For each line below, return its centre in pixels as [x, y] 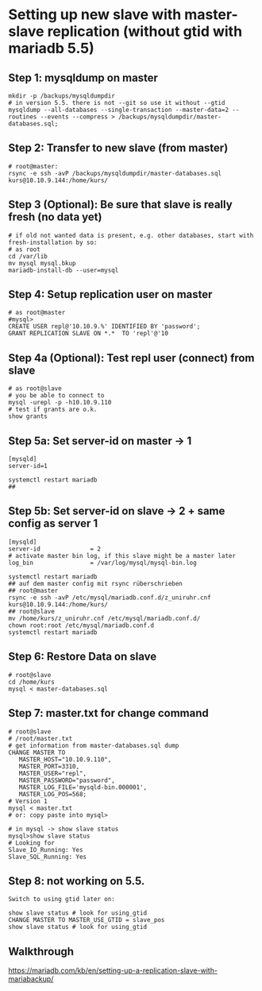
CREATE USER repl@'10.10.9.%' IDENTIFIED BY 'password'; [104, 327]
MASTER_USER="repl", [53, 773]
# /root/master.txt [40, 738]
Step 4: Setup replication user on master [110, 294]
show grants [28, 416]
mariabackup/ [31, 979]
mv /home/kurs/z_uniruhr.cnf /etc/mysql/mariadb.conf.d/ [104, 618]
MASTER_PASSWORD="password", [67, 780]
